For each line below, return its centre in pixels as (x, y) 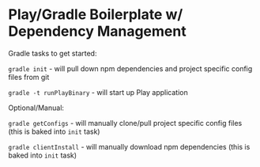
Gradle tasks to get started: (53, 53)
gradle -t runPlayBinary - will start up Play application (98, 92)
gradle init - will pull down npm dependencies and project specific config (130, 68)
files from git (29, 77)
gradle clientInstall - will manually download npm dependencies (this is (129, 146)
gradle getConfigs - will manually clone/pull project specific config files (125, 123)
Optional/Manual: (36, 108)
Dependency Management (98, 31)
